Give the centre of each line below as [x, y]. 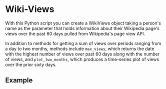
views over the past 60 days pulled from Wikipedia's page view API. [75, 33]
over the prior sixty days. [31, 64]
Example [19, 80]
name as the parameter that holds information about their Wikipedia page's [82, 28]
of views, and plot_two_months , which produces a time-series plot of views [82, 59]
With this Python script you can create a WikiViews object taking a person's [83, 23]
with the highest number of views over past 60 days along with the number [82, 54]
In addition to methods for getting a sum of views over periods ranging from [83, 43]
